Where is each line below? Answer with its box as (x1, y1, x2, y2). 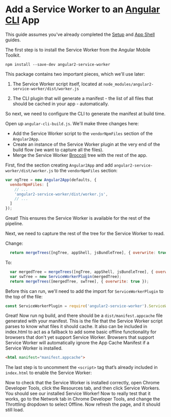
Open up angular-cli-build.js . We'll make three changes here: (5, 120, 139, 126)
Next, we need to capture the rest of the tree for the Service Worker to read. (5, 230, 165, 237)
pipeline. (5, 221, 23, 227)
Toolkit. (5, 52, 21, 58)
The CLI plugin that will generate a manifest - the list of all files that (12, 95, 154, 101)
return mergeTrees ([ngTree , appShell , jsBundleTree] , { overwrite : (10, 250, 156, 256)
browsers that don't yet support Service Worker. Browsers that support (5, 334, 154, 340)
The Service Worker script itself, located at (12, 81, 103, 87)
